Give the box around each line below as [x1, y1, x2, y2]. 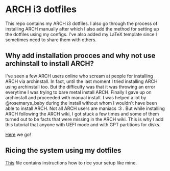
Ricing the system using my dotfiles [5, 146, 122, 155]
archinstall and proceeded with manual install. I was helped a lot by [5, 94, 147, 100]
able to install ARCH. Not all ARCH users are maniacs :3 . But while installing [5, 105, 165, 111]
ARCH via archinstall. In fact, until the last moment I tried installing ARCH [5, 78, 158, 84]
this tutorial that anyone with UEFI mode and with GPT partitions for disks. [5, 121, 161, 128]
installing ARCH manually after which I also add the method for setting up [5, 25, 159, 32]
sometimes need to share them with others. [5, 37, 97, 43]
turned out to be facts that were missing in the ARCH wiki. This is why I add [5, 116, 164, 122]
